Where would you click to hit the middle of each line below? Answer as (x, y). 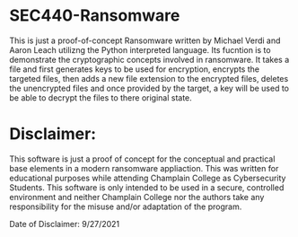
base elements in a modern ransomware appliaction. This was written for (144, 168)
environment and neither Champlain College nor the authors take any (137, 197)
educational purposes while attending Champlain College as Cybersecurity (148, 178)
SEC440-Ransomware (95, 16)
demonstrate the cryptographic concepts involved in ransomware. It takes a (149, 59)
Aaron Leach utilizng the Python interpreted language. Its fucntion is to (140, 49)
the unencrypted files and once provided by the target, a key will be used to (149, 88)
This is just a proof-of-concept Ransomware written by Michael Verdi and (145, 40)
